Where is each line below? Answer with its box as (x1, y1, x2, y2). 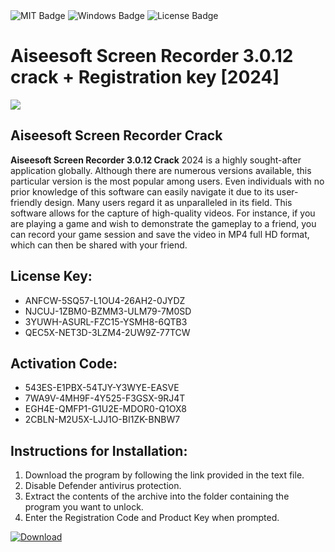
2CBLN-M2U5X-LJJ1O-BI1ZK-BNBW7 (24, 414, 181, 426)
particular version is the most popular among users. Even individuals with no (10, 175, 325, 187)
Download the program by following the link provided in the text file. (24, 469, 305, 481)
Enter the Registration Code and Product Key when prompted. (24, 512, 280, 524)
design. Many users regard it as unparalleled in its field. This (44, 196, 293, 208)
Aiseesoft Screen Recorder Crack (10, 127, 223, 144)
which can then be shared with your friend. (10, 239, 188, 251)
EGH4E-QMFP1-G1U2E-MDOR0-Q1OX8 (24, 403, 187, 415)
